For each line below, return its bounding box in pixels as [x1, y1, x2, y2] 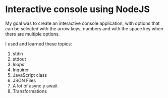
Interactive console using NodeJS [5, 4, 150, 15]
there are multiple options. [5, 31, 60, 37]
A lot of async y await [12, 82, 58, 89]
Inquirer [12, 67, 29, 73]
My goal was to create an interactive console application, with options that [5, 20, 160, 26]
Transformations [12, 88, 47, 94]
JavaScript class [12, 72, 47, 78]
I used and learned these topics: [5, 40, 72, 46]
